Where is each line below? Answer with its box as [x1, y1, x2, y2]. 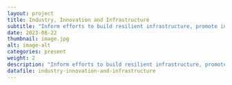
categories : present [7, 49, 67, 56]
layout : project [7, 10, 54, 17]
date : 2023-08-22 [7, 29, 57, 36]
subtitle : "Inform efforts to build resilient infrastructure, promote [7, 23, 217, 29]
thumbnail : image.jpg [7, 36, 70, 42]
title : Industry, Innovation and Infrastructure [7, 16, 150, 23]
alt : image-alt [7, 42, 51, 49]
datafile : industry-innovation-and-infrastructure [7, 67, 156, 74]
